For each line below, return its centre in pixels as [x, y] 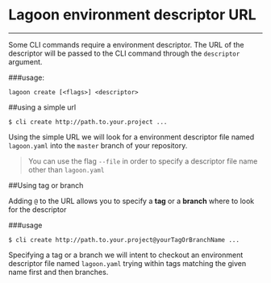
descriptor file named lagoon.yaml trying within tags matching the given [127, 263]
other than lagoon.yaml [66, 169]
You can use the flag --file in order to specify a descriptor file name [143, 161]
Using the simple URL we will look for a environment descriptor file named [131, 137]
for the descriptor [38, 209]
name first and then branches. [58, 272]
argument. [25, 61]
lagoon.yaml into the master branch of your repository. [98, 145]
